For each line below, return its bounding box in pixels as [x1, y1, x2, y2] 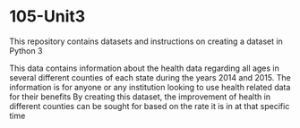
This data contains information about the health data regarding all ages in [9, 63, 280, 73]
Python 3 [9, 45, 43, 55]
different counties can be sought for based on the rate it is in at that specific [9, 100, 290, 111]
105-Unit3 [9, 6, 86, 27]
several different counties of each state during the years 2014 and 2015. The [9, 72, 291, 82]
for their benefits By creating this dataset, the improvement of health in [9, 91, 271, 102]
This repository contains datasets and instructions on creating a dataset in [9, 36, 284, 47]
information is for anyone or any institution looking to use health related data [9, 81, 291, 92]
